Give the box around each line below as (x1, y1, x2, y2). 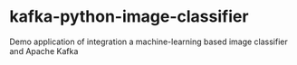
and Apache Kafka (9, 45, 79, 56)
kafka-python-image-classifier (9, 6, 249, 27)
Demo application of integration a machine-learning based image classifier (9, 36, 288, 47)
